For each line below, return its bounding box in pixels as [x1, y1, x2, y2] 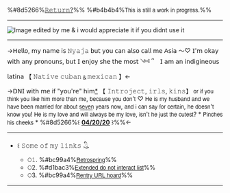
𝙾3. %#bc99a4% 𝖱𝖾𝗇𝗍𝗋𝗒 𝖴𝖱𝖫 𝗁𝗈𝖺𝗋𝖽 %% [27, 171, 133, 179]
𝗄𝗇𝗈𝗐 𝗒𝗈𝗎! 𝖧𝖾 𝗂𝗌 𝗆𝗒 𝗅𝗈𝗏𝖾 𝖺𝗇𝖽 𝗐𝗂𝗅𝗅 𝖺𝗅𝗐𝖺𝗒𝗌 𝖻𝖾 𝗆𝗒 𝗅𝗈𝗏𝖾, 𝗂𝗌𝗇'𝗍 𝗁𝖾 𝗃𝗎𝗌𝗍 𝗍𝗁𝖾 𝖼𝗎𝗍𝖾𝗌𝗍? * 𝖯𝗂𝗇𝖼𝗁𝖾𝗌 [7, 110, 223, 118]
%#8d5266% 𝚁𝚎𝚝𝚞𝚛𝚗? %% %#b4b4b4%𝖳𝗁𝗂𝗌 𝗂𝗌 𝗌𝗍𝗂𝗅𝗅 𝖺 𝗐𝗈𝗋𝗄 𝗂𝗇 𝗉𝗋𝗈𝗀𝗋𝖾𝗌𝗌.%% [7, 6, 212, 14]
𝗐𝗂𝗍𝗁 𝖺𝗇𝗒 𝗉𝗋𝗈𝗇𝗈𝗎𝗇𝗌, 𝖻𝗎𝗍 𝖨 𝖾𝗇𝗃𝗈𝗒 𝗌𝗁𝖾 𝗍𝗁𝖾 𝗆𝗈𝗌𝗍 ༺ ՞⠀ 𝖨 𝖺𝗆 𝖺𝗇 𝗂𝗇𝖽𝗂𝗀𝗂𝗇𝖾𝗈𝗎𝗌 [7, 58, 220, 65]
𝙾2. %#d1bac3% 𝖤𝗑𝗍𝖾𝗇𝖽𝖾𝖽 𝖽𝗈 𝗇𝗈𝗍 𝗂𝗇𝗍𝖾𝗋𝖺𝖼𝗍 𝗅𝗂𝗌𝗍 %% [27, 163, 156, 171]
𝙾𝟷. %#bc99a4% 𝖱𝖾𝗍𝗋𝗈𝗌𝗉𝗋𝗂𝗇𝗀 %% [27, 156, 118, 163]
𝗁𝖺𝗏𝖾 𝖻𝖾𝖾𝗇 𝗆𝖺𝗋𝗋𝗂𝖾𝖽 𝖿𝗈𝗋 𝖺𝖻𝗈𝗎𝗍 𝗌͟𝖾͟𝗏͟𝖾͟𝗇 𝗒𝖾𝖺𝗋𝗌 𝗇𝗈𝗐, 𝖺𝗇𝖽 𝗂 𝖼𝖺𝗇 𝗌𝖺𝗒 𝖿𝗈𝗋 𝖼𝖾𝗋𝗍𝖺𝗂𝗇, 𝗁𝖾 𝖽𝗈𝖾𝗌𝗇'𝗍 [7, 102, 214, 111]
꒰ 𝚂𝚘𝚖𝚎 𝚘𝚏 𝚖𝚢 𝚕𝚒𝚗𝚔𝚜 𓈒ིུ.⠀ [16, 141, 94, 150]
